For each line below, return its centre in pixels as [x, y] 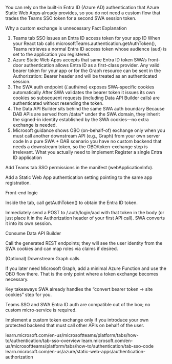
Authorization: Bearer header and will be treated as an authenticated [85, 76]
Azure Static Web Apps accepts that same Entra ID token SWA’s [80, 60]
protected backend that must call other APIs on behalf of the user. [75, 325]
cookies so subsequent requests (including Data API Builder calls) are [86, 98]
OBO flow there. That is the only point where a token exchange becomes [82, 274]
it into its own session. [29, 223]
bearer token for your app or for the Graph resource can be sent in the [87, 71]
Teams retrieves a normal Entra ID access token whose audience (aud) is [90, 49]
